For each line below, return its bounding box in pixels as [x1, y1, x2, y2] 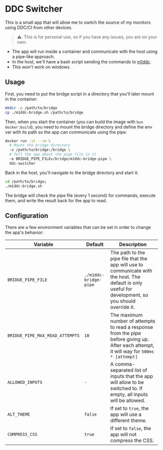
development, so [110, 292, 148, 299]
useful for [110, 286, 132, 292]
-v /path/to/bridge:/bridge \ [9, 147, 70, 152]
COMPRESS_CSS [7, 432, 38, 437]
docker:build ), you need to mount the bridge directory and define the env [5, 124, 153, 129]
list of [134, 367, 147, 374]
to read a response [110, 324, 153, 331]
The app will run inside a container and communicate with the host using [12, 48, 158, 54]
